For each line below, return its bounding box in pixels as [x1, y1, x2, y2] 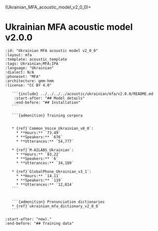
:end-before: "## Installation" [14, 100, 80, 105]
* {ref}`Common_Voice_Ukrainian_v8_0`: [11, 126, 94, 131]
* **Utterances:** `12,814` [16, 182, 74, 187]
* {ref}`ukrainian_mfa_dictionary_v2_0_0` [11, 203, 100, 209]
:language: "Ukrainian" [5, 65, 54, 71]
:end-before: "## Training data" [5, 221, 74, 226]
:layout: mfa [5, 52, 32, 57]
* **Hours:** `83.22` [16, 152, 61, 157]
